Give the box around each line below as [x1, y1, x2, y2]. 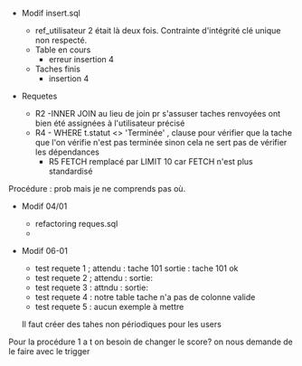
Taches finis [34, 63, 80, 74]
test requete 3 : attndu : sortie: [34, 282, 148, 293]
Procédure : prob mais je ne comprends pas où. [8, 183, 186, 193]
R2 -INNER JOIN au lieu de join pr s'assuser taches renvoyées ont [34, 108, 281, 118]
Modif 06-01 [21, 246, 69, 256]
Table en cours [34, 44, 91, 55]
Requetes [21, 90, 58, 101]
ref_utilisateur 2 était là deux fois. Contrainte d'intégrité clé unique [34, 25, 281, 35]
